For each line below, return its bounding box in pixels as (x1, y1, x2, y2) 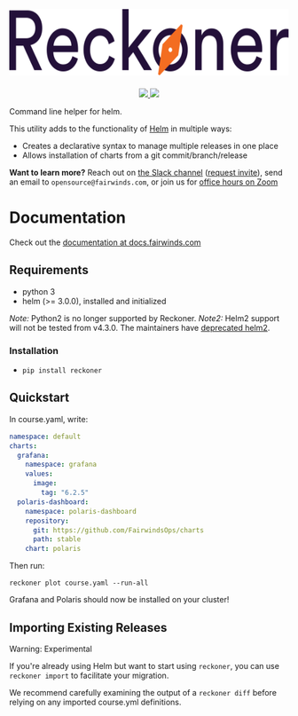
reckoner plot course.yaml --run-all (9, 578, 149, 588)
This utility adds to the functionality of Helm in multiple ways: (9, 123, 232, 134)
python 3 (21, 286, 56, 296)
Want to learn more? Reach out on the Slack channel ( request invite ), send (9, 168, 283, 177)
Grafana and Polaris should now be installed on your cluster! (9, 594, 230, 605)
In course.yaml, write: (9, 413, 89, 424)
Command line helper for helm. (9, 106, 122, 116)
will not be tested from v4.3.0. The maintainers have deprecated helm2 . (9, 322, 271, 333)
